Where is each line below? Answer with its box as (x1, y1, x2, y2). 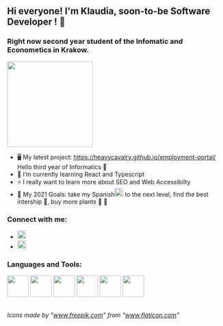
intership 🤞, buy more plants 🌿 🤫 (16, 197, 108, 205)
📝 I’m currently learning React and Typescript (16, 170, 145, 178)
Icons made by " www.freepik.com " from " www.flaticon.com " (7, 311, 180, 319)
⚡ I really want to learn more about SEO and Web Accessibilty (16, 177, 191, 186)
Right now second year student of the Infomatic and (7, 37, 183, 47)
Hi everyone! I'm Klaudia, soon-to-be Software (7, 5, 211, 17)
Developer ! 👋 (7, 16, 66, 28)
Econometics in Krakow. (7, 45, 89, 55)
